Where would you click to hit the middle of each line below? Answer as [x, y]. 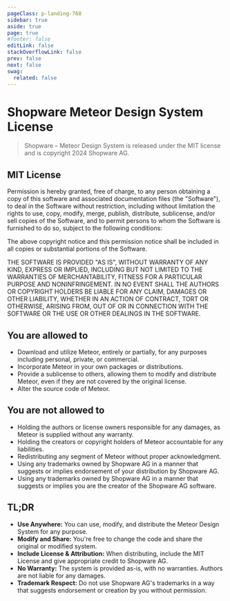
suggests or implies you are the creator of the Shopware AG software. [116, 486]
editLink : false [30, 46]
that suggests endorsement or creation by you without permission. [112, 590]
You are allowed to [48, 335]
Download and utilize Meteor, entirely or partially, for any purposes [112, 352]
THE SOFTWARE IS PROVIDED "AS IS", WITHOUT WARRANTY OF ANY [108, 263]
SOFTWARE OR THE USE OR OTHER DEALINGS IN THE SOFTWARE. [104, 314]
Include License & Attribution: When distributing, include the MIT [111, 553]
